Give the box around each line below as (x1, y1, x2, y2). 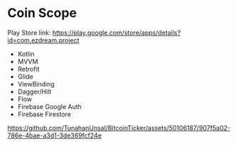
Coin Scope (7, 5, 77, 21)
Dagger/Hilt (17, 87, 52, 96)
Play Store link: (7, 28, 51, 37)
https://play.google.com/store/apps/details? (52, 28, 181, 37)
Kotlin (17, 50, 35, 58)
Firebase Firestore (17, 110, 71, 118)
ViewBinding (17, 79, 55, 88)
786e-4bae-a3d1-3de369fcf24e (7, 131, 102, 140)
